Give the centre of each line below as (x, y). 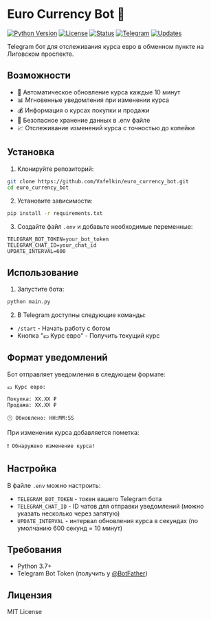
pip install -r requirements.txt (55, 214)
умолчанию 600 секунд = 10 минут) (70, 528)
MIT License (25, 612)
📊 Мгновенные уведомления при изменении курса (93, 100)
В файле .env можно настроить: (54, 485)
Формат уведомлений (57, 358)
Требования (34, 550)
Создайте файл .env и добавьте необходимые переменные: (105, 227)
